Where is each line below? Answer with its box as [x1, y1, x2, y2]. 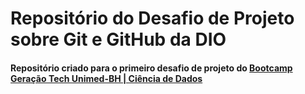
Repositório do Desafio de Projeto [10, 7, 295, 30]
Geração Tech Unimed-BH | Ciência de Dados [10, 72, 203, 84]
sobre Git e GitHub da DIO [10, 28, 227, 51]
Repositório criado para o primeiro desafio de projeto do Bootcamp [10, 62, 293, 74]
